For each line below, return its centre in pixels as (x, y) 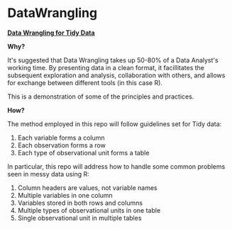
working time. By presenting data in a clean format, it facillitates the (106, 67)
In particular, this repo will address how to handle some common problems (116, 166)
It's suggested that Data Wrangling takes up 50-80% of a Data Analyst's (113, 60)
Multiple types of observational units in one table (89, 210)
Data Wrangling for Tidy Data (51, 33)
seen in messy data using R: (49, 174)
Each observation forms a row (62, 145)
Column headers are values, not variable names (87, 188)
